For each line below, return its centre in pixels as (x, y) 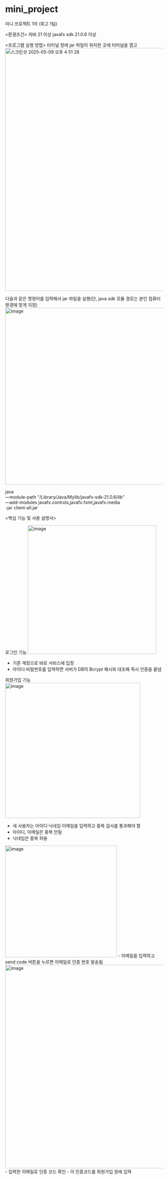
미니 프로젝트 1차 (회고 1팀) (31, 24)
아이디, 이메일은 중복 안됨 (37, 832)
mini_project (32, 9)
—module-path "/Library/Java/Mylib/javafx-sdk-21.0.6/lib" (65, 497)
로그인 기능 (16, 652)
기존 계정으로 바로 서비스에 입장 (43, 663)
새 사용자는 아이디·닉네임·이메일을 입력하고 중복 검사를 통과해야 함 (76, 825)
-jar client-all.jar (22, 507)
